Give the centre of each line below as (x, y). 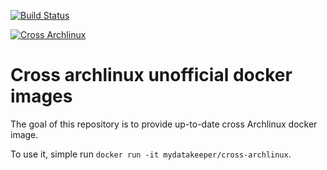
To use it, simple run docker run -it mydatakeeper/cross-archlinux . (151, 154)
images (41, 96)
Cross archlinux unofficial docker (151, 75)
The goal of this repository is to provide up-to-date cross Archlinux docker (164, 124)
